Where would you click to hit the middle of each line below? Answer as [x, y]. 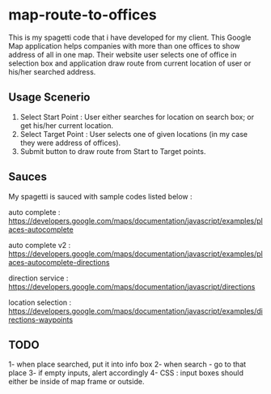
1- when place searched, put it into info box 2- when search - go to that [127, 364]
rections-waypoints [41, 319]
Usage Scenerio [49, 98]
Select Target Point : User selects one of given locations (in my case [134, 134]
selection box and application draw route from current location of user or [130, 63]
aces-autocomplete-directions [59, 262]
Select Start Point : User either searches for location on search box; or [137, 117]
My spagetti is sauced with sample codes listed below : [100, 196]
